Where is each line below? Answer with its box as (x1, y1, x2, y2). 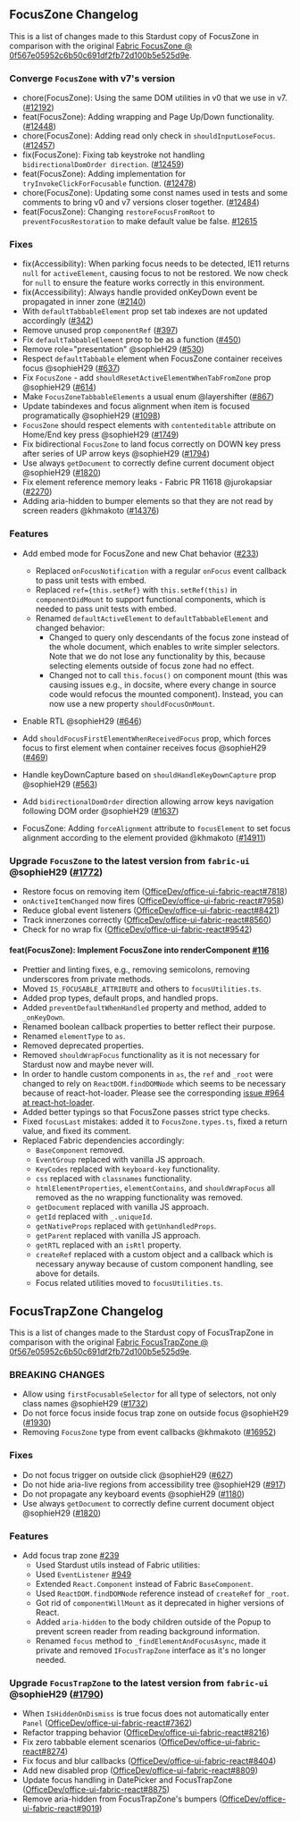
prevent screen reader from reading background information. (35, 1625, 261, 1636)
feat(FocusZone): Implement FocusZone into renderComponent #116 (9, 945, 270, 955)
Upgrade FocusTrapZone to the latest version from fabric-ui (9, 1676, 269, 1689)
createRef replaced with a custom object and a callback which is (35, 1249, 274, 1260)
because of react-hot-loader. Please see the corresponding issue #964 (21, 1087, 285, 1098)
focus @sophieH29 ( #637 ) (21, 363, 121, 374)
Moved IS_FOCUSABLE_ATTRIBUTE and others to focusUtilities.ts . (21, 983, 262, 995)
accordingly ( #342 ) (21, 315, 94, 326)
